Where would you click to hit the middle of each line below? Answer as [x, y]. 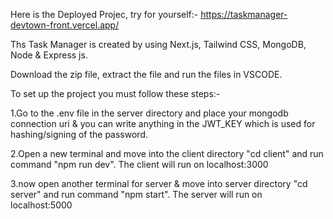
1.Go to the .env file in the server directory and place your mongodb [149, 113]
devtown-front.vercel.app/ [65, 25]
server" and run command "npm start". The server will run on [136, 194]
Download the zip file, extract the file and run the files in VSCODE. [146, 74]
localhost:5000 [41, 205]
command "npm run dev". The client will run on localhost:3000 [139, 164]
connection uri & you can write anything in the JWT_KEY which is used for [163, 123]
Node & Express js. [49, 55]
